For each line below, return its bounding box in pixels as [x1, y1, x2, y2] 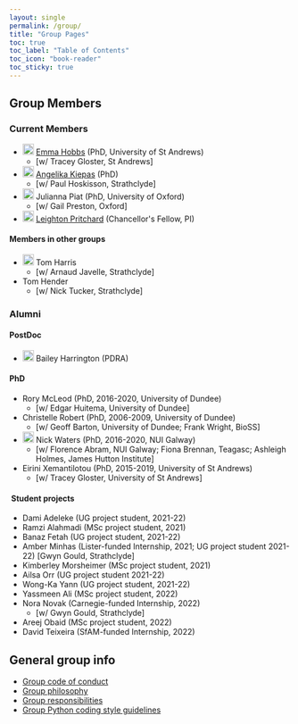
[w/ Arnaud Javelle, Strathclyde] [35, 266, 154, 277]
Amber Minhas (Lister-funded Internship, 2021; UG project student [21, 541, 267, 552]
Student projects [11, 493, 75, 503]
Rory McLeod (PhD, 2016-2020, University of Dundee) [21, 394, 222, 404]
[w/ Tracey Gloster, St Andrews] [35, 155, 153, 166]
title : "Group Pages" [9, 29, 90, 38]
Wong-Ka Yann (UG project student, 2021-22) [21, 579, 191, 590]
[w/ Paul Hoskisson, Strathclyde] [35, 178, 156, 188]
